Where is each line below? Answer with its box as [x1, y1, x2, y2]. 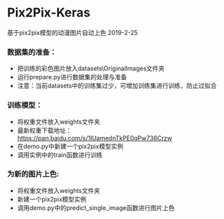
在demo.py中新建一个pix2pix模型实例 [17, 142, 124, 150]
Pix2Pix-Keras [7, 5, 91, 21]
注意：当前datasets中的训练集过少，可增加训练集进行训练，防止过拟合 [17, 81, 217, 90]
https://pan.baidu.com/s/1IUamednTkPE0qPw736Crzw [17, 134, 172, 142]
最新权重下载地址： [17, 126, 72, 134]
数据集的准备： [7, 47, 57, 56]
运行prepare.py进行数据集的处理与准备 [17, 73, 128, 81]
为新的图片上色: [7, 169, 59, 179]
